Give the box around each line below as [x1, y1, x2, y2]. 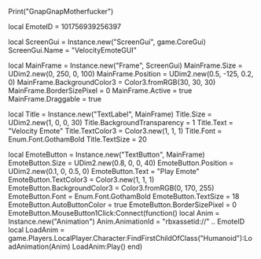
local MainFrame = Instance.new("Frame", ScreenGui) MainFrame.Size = [8, 61, 243, 70]
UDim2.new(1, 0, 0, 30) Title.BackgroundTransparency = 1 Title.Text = [8, 118, 233, 127]
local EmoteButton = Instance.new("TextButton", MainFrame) [8, 150, 206, 159]
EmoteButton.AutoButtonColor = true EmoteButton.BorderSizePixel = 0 [8, 200, 237, 209]
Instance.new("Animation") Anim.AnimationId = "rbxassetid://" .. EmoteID [8, 216, 245, 226]
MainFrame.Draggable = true [8, 94, 102, 103]
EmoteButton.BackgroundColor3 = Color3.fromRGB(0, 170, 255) [8, 183, 215, 192]
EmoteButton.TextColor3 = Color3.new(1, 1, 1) [8, 175, 155, 184]
